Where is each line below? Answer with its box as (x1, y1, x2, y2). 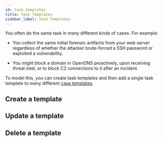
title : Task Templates (5, 12, 53, 17)
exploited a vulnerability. (12, 50, 63, 56)
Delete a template (5, 129, 62, 137)
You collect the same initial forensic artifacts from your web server (12, 40, 150, 46)
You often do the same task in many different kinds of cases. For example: (5, 30, 158, 36)
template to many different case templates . (5, 80, 94, 86)
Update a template (5, 112, 64, 120)
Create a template (5, 95, 62, 103)
